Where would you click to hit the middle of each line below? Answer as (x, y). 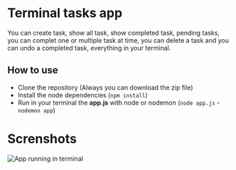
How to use (33, 70)
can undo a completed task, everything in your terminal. (89, 48)
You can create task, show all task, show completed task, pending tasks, (114, 33)
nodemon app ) (36, 110)
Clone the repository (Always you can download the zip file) (105, 87)
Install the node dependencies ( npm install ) (82, 95)
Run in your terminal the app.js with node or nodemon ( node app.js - (119, 102)
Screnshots (42, 138)
